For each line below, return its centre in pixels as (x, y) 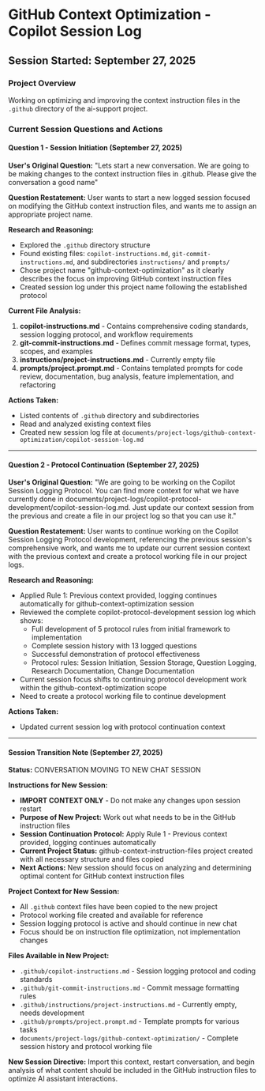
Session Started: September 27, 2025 (102, 60)
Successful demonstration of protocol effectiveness (116, 655)
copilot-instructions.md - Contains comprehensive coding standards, (134, 326)
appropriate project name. (50, 214)
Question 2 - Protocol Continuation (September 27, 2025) (104, 465)
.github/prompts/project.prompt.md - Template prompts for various (129, 1021)
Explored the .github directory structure (85, 245)
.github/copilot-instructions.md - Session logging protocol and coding (138, 971)
